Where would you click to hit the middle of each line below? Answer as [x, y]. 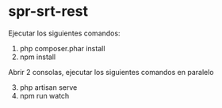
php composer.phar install [62, 48]
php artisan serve [48, 87]
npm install [38, 57]
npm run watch [44, 95]
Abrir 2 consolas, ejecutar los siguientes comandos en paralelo [111, 72]
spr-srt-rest [48, 11]
